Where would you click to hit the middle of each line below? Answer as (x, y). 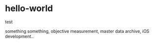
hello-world (29, 8)
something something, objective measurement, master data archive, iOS (77, 31)
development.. (19, 36)
